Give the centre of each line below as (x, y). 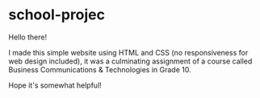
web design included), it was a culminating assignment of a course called (130, 61)
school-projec (57, 15)
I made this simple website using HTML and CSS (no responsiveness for (128, 52)
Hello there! (27, 37)
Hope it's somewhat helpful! (55, 85)
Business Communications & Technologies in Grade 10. (100, 69)
